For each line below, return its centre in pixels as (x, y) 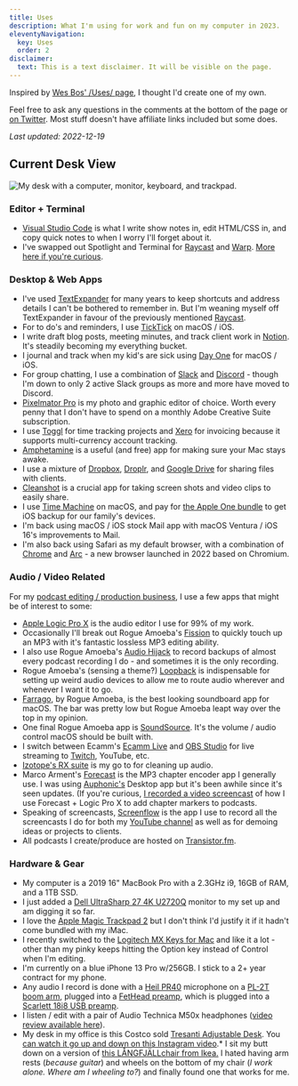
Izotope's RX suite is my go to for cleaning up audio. (117, 765)
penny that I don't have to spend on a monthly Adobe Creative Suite (146, 412)
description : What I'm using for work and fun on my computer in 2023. (145, 26)
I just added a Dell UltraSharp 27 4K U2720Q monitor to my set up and (151, 901)
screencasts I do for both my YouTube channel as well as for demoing (150, 821)
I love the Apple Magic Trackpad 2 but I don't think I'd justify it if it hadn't (155, 921)
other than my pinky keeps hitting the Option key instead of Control (145, 949)
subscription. (46, 422)
